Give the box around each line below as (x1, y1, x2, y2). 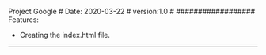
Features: (8, 15, 40, 24)
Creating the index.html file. (19, 31, 111, 39)
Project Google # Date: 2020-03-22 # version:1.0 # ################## (8, 7, 256, 16)
